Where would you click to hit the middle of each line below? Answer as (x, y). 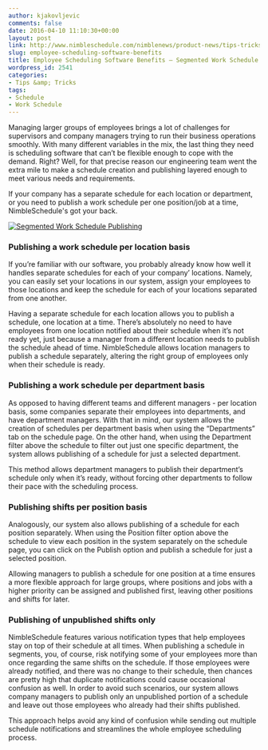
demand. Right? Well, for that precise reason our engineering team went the (133, 161)
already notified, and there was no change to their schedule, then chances (130, 671)
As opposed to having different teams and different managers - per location (132, 403)
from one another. (38, 298)
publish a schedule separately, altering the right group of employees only (128, 356)
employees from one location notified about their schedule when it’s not (126, 331)
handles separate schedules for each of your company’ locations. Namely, (130, 273)
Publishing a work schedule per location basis (99, 247)
